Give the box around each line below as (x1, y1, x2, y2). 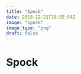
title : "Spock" (6, 8, 44, 15)
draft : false (6, 31, 38, 36)
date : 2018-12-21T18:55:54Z (6, 14, 76, 20)
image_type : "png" (6, 25, 51, 31)
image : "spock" (6, 19, 44, 25)
